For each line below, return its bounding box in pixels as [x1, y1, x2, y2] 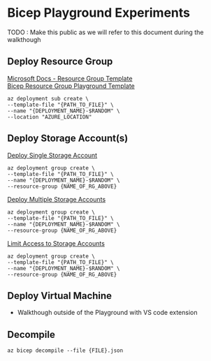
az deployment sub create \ [7, 95, 89, 102]
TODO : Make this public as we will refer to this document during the [7, 28, 204, 36]
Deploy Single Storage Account [7, 151, 98, 159]
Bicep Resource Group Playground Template [7, 82, 135, 90]
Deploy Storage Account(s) [7, 133, 129, 145]
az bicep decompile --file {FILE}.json [7, 347, 124, 354]
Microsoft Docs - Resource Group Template [7, 74, 133, 82]
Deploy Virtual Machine [7, 290, 112, 302]
